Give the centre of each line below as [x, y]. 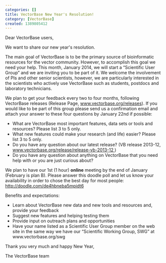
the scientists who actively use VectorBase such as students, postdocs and [82, 83]
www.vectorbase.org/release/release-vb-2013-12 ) [64, 150]
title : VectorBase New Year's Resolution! [50, 14]
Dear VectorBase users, [29, 38]
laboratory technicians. [28, 89]
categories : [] [21, 10]
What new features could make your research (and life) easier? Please [84, 134]
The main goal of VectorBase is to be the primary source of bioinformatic [80, 57]
